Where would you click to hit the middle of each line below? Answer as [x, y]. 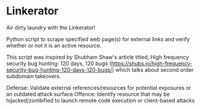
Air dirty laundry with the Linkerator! [51, 27]
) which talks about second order [153, 69]
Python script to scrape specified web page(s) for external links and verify [98, 39]
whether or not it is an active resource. [54, 45]
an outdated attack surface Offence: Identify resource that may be [88, 94]
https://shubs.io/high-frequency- [152, 63]
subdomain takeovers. [34, 76]
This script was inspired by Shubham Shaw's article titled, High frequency [97, 57]
